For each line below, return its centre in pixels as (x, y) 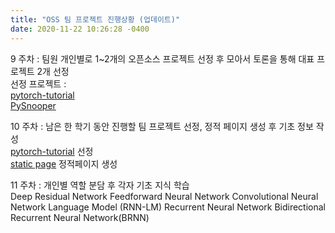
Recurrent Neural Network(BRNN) (80, 217)
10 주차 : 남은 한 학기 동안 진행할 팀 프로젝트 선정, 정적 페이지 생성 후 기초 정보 (162, 126)
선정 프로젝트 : (38, 83)
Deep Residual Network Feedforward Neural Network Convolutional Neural (164, 196)
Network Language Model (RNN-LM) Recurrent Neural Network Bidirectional (168, 207)
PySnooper (33, 105)
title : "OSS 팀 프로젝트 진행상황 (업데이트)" (95, 19)
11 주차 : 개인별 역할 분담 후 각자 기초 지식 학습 (100, 185)
